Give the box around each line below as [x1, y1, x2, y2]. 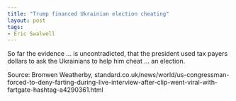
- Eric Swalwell [7, 30, 55, 37]
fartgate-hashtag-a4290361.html [7, 85, 104, 94]
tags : [7, 23, 23, 30]
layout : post [7, 17, 46, 24]
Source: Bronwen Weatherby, [7, 71, 94, 79]
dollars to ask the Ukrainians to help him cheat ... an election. [7, 57, 186, 66]
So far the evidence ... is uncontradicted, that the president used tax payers [7, 49, 228, 58]
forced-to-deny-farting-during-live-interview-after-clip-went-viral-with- [7, 78, 218, 87]
